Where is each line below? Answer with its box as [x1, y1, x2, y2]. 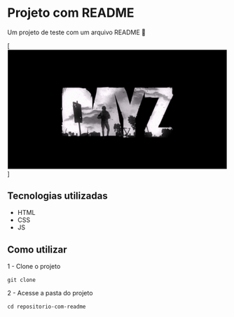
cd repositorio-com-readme [7, 303, 86, 311]
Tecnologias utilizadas [7, 190, 108, 202]
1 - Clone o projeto [7, 262, 61, 271]
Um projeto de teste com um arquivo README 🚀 [7, 28, 146, 36]
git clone [7, 276, 36, 284]
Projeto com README [7, 5, 135, 21]
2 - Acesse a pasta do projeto [7, 289, 93, 297]
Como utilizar [7, 244, 68, 255]
